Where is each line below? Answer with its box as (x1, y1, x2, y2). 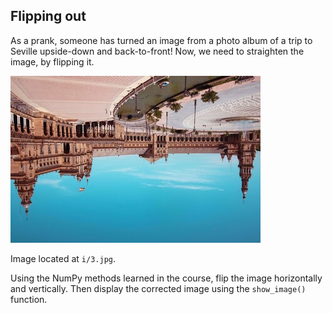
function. (10, 293, 48, 305)
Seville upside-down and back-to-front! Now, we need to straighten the (10, 45, 305, 57)
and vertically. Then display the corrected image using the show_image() (10, 282, 307, 294)
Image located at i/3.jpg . (10, 252, 117, 264)
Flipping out (10, 8, 87, 25)
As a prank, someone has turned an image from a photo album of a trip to (10, 34, 313, 46)
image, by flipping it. (10, 55, 95, 68)
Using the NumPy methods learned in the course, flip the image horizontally (10, 272, 323, 284)
